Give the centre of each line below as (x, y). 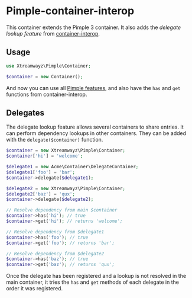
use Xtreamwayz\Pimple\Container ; (49, 66)
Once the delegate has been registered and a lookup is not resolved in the (96, 276)
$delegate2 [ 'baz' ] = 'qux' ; (41, 194)
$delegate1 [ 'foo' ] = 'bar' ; (41, 172)
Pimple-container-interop (70, 11)
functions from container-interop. (47, 94)
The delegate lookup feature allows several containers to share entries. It (95, 127)
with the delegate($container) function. (55, 140)
